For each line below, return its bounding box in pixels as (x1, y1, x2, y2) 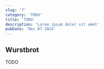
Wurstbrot (5, 45, 39, 54)
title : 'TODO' (5, 17, 36, 22)
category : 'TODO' (5, 12, 43, 17)
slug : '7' (5, 7, 27, 13)
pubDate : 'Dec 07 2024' (5, 27, 56, 32)
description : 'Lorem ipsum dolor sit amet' (5, 21, 100, 27)
